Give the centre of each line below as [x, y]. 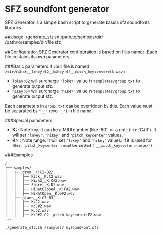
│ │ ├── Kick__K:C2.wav [34, 176]
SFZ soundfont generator [57, 9]
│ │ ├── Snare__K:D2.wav [35, 185]
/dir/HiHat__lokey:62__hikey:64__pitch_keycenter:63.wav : [65, 71]
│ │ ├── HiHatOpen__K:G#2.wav [40, 193]
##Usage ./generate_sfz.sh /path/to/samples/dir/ [54, 37]
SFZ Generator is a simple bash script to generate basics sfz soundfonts [78, 22]
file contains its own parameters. [38, 56]
